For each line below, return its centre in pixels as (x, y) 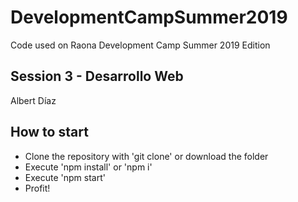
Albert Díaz (33, 100)
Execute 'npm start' (65, 177)
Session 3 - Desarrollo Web (97, 76)
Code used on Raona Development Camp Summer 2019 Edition (140, 45)
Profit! (37, 188)
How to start (49, 132)
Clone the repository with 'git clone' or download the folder (146, 156)
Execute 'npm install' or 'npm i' (88, 167)
